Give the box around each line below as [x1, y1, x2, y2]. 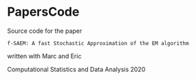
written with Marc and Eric [7, 52, 82, 60]
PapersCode [7, 4, 80, 20]
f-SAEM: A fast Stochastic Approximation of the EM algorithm [7, 40, 189, 46]
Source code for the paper [7, 27, 83, 35]
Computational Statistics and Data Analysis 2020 [7, 65, 146, 73]
